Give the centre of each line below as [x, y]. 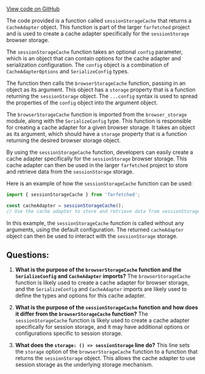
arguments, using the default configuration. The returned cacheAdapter [95, 229]
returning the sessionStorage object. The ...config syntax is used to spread [102, 96]
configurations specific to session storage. [69, 333]
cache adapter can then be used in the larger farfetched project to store [97, 165]
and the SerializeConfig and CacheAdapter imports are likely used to [101, 289]
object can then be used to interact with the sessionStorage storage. [92, 236]
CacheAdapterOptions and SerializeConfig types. [68, 71]
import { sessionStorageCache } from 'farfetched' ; [73, 195]
